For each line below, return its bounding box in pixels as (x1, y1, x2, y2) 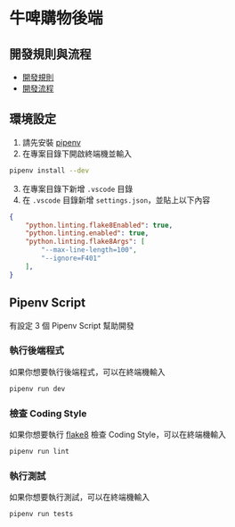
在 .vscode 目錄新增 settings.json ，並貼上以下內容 (21, 194, 211, 205)
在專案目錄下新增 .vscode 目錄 (21, 183, 134, 194)
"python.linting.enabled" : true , (25, 229, 150, 238)
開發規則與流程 (9, 46, 92, 62)
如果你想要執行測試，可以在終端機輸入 (9, 492, 150, 503)
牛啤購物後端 (9, 8, 104, 29)
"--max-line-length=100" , (41, 246, 138, 255)
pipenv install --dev (9, 166, 90, 175)
